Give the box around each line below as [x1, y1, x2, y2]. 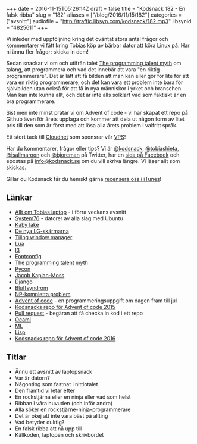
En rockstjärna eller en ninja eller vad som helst [14, 393, 131, 401]
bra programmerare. [6, 98, 56, 105]
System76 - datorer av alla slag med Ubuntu [14, 214, 123, 222]
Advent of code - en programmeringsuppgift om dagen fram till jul [14, 297, 177, 304]
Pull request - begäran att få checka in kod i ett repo [14, 309, 143, 317]
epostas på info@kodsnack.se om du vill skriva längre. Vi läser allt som [6, 158, 180, 164]
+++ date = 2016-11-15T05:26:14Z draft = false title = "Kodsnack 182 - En [6, 5, 186, 12]
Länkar [6, 193, 33, 203]
